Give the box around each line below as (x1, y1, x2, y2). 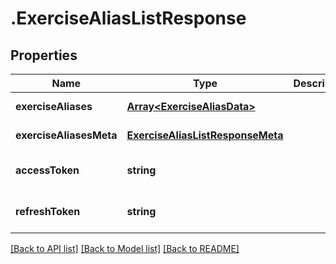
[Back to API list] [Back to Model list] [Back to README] (10, 243, 240, 254)
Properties (10, 47, 78, 64)
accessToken (15, 163, 80, 177)
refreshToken (15, 205, 81, 218)
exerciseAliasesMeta (15, 128, 118, 142)
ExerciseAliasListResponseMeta (126, 128, 284, 142)
